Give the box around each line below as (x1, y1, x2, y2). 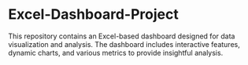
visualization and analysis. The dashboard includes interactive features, (8, 39, 240, 49)
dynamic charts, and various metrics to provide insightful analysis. (8, 48, 224, 57)
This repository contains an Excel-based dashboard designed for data (8, 31, 235, 41)
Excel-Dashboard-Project (8, 5, 179, 23)
